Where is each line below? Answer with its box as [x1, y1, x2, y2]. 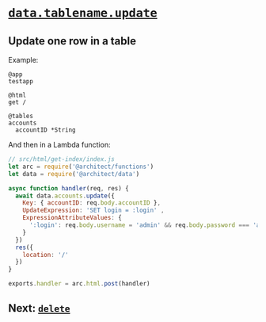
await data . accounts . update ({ [15, 192, 115, 200]
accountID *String [15, 126, 77, 134]
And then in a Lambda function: [8, 140, 111, 149]
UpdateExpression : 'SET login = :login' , [22, 206, 165, 215]
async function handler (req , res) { [8, 184, 129, 192]
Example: [8, 56, 39, 64]
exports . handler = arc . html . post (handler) [8, 280, 150, 288]
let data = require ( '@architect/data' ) [8, 170, 140, 178]
